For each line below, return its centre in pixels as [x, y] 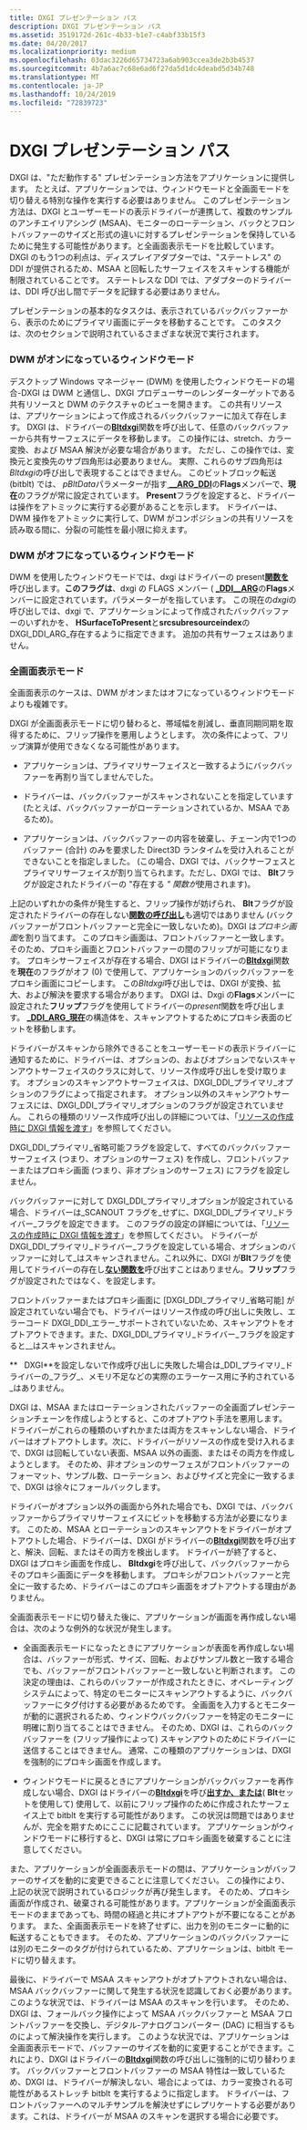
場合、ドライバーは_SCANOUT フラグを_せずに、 [102, 1213]
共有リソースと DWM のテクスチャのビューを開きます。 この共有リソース [146, 404]
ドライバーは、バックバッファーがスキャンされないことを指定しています [158, 796]
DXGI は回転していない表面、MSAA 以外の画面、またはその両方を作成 [156, 1453]
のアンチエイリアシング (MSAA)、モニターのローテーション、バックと [140, 223]
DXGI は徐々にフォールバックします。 [95, 1487]
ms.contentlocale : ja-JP [56, 86]
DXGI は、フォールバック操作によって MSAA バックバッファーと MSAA [142, 2014]
